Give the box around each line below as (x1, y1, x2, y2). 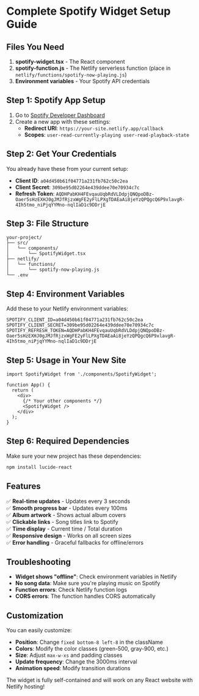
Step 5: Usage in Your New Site (6, 355, 126, 365)
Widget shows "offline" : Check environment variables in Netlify (15, 573, 177, 580)
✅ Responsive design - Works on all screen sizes (6, 532, 132, 539)
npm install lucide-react (6, 464, 72, 470)
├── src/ (6, 240, 29, 246)
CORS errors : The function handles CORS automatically (15, 592, 156, 600)
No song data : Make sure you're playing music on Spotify (15, 580, 161, 587)
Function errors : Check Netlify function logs (15, 586, 127, 594)
